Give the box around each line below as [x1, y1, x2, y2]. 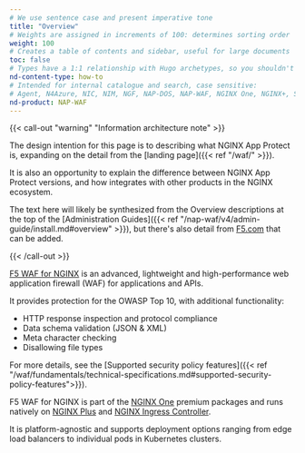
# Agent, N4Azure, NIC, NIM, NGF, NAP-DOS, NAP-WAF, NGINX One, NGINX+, [9, 89, 290, 98]
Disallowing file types [22, 342, 103, 353]
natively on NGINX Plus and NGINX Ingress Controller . [9, 406, 212, 418]
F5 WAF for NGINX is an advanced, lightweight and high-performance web [9, 269, 289, 280]
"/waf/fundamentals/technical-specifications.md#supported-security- [9, 369, 272, 380]
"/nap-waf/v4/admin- [180, 214, 261, 225]
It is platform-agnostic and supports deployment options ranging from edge [9, 424, 292, 435]
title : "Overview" [9, 22, 79, 31]
